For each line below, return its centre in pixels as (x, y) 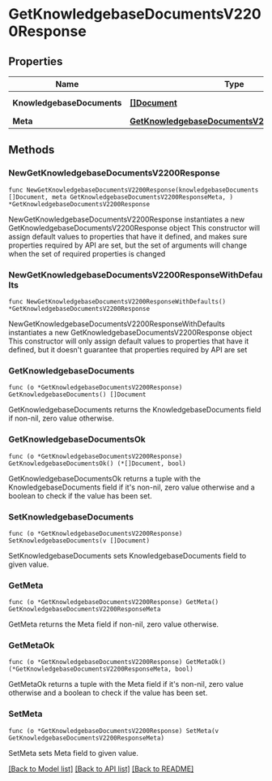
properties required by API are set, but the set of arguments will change (128, 245)
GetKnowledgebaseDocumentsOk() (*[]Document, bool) (97, 464)
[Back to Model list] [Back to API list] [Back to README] (101, 769)
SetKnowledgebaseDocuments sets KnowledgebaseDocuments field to (127, 555)
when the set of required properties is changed (87, 253)
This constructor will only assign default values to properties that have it (129, 341)
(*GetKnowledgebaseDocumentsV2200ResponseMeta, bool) (101, 669)
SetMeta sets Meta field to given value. (74, 753)
